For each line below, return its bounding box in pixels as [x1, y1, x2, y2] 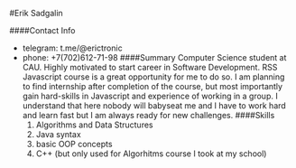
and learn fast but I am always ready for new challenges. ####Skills [22, 110, 275, 120]
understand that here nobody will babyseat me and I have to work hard [22, 100, 286, 111]
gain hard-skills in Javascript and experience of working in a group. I [22, 90, 278, 101]
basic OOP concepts [35, 139, 113, 149]
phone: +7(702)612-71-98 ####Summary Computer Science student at [22, 52, 287, 62]
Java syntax [35, 129, 81, 139]
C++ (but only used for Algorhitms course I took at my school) [35, 148, 267, 159]
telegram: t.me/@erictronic [22, 42, 124, 53]
